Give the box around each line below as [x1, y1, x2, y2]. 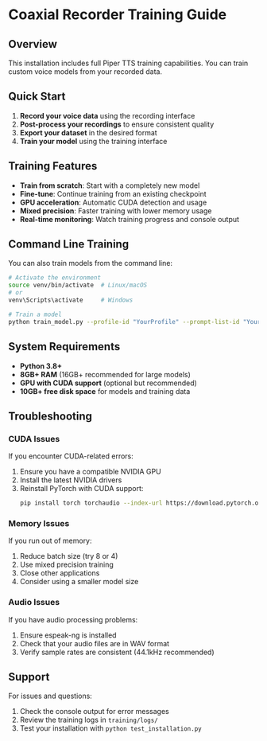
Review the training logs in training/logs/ [19, 715, 159, 725]
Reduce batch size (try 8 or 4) [19, 552, 118, 561]
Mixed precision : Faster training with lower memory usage [19, 205, 212, 216]
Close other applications [19, 568, 100, 578]
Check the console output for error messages [19, 707, 169, 716]
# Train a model [8, 310, 62, 318]
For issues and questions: [8, 691, 93, 701]
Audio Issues [8, 597, 60, 608]
